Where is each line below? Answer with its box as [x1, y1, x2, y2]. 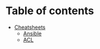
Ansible [23, 30, 42, 37]
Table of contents [5, 4, 95, 18]
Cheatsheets [14, 24, 46, 31]
